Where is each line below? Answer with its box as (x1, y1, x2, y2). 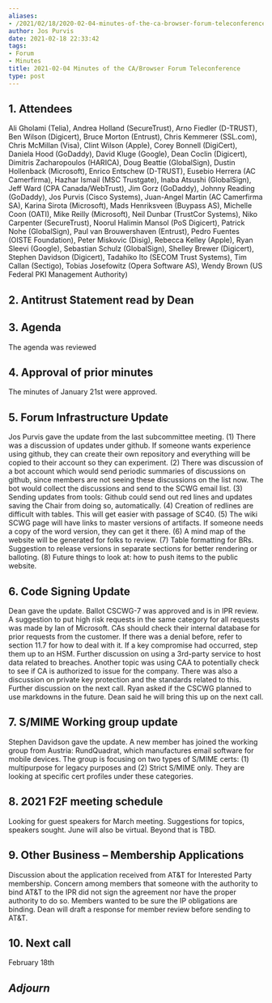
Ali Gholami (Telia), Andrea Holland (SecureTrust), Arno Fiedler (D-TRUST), (8, 123, 257, 134)
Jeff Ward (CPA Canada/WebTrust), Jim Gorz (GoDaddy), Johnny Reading (8, 184, 255, 193)
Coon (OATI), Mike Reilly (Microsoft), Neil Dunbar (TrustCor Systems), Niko (8, 210, 257, 219)
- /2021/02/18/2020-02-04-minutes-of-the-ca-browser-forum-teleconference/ (8, 19, 270, 28)
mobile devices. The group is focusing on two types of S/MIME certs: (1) (8, 754, 249, 763)
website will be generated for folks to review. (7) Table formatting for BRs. (8, 535, 254, 545)
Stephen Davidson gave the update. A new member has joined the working (8, 737, 258, 746)
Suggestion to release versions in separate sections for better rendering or (8, 544, 257, 554)
